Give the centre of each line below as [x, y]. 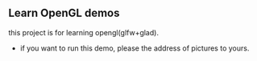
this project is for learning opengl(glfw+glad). [84, 32]
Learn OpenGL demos [64, 13]
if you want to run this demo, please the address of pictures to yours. [135, 48]
